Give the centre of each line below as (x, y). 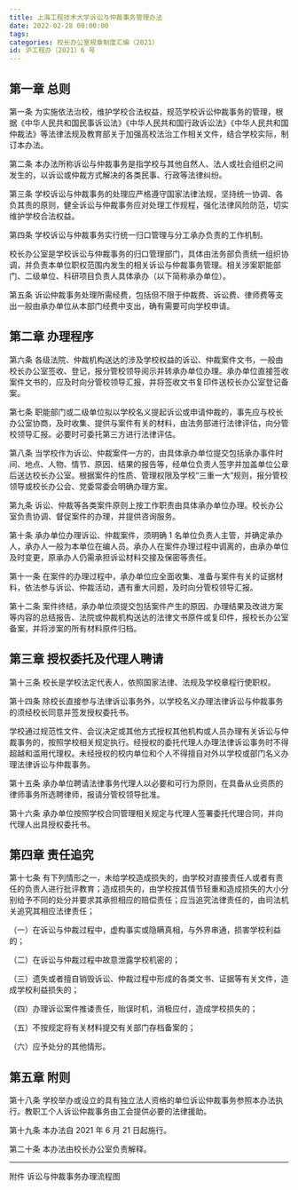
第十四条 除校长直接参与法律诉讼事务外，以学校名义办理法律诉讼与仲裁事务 (146, 701)
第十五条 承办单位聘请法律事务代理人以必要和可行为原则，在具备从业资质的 (146, 783)
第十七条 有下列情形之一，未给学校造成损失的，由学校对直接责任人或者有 (142, 878)
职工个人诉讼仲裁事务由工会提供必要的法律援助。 (122, 1112)
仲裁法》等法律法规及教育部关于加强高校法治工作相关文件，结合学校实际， (145, 133)
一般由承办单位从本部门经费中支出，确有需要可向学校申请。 (125, 305)
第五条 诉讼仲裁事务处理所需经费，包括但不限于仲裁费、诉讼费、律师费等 (142, 295)
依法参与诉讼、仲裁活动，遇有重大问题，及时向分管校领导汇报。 (141, 587)
